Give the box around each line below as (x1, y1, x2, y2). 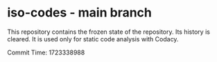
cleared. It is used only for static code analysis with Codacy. (7, 34, 179, 43)
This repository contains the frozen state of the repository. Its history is (7, 28, 210, 36)
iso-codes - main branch (7, 5, 153, 21)
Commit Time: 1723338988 (7, 48, 85, 56)
